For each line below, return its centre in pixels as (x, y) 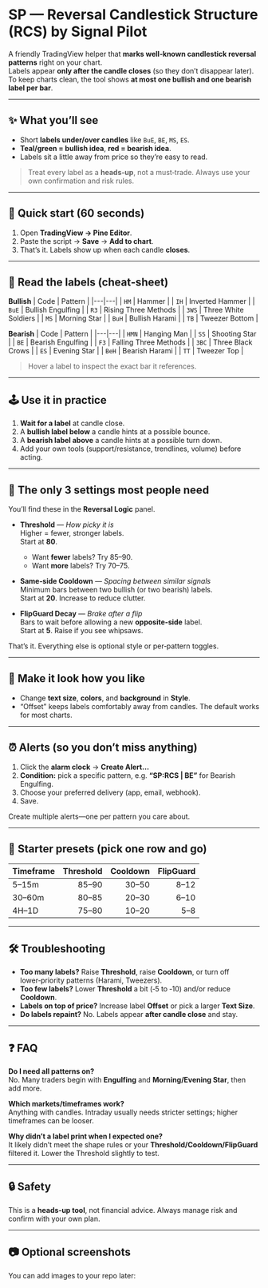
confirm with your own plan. (54, 1218)
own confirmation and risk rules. (81, 181)
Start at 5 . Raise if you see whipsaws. (81, 630)
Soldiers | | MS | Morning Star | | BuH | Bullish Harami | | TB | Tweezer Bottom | (133, 318)
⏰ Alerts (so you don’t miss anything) (103, 748)
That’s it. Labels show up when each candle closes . (105, 249)
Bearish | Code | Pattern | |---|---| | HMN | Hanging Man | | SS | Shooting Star (132, 334)
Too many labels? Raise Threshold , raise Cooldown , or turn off (124, 972)
